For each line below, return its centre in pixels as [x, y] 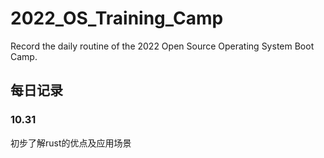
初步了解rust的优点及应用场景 [71, 143]
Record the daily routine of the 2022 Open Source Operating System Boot [162, 46]
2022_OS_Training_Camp [117, 18]
